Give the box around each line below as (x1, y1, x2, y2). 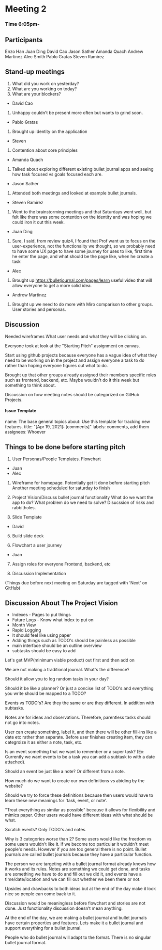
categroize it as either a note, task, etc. (5, 740, 83, 745)
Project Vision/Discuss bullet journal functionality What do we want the (12, 494, 154, 500)
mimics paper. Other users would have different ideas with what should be (5, 812, 153, 818)
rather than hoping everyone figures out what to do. (5, 362, 108, 368)
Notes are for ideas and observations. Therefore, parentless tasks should (5, 714, 151, 721)
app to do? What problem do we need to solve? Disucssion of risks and (12, 499, 154, 505)
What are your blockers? (12, 91, 61, 97)
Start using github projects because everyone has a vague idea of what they (5, 352, 157, 358)
